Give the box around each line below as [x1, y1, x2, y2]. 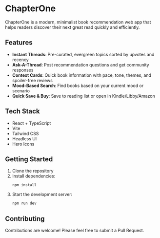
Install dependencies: [12, 173, 56, 179]
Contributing [5, 215, 45, 223]
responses [12, 67, 34, 73]
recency [12, 57, 29, 63]
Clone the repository [12, 168, 54, 174]
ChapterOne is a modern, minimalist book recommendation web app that [5, 19, 151, 25]
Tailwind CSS [12, 130, 39, 136]
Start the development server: [12, 192, 73, 197]
